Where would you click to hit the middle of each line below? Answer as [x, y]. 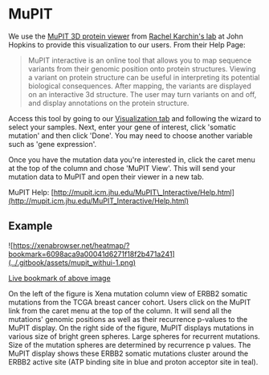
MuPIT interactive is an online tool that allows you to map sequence [140, 60]
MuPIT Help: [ [31, 192]
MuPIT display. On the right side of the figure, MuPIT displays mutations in [131, 328]
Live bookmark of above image [59, 278]
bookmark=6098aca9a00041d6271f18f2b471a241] [92, 254]
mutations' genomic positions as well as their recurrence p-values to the [128, 319]
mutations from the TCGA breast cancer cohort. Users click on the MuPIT [130, 302]
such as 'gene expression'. [53, 144]
